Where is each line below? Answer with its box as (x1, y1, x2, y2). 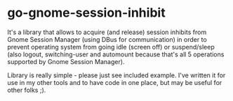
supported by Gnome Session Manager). (7, 57, 125, 65)
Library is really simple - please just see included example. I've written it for (7, 71, 226, 79)
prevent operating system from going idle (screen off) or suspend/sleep (7, 42, 215, 51)
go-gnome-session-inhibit (7, 5, 166, 21)
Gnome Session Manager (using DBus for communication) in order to (7, 35, 207, 43)
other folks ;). (7, 86, 46, 94)
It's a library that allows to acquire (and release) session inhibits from (7, 28, 207, 36)
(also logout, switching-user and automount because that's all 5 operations (7, 50, 225, 59)
